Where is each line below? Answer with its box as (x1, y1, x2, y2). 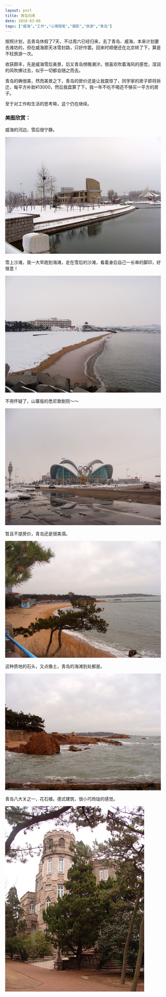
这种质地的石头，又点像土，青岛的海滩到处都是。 (5, 663, 105, 669)
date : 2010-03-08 (5, 18, 41, 23)
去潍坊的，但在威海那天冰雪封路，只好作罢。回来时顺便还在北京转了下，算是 (5, 45, 161, 50)
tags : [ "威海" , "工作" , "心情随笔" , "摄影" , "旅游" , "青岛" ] (5, 24, 112, 29)
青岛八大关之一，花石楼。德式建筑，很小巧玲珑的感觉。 (5, 796, 118, 802)
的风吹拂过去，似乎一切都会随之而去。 (5, 67, 83, 74)
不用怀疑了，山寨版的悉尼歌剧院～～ (5, 398, 79, 404)
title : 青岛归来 (5, 13, 36, 18)
